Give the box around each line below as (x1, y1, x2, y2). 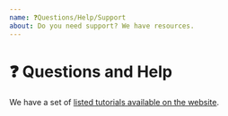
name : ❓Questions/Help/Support (9, 12, 127, 22)
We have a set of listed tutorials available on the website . (9, 97, 220, 108)
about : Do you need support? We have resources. (9, 21, 195, 30)
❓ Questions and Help (9, 62, 173, 81)
